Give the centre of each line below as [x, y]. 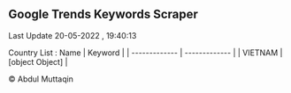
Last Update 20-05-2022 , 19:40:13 [73, 35]
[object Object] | [38, 61]
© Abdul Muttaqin [41, 79]
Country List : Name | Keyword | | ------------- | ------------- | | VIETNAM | [145, 53]
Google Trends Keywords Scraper [103, 14]
